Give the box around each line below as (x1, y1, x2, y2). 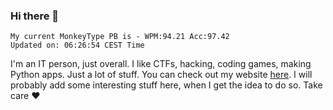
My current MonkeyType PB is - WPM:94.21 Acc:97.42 (10, 32, 230, 42)
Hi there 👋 (10, 9, 60, 23)
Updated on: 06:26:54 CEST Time (10, 40, 145, 51)
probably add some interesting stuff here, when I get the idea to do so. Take (10, 79, 323, 91)
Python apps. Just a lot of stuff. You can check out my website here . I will (10, 69, 313, 81)
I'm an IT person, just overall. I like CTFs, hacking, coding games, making (10, 58, 312, 70)
